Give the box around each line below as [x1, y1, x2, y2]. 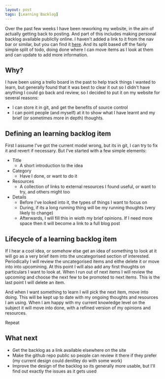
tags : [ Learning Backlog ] [5, 12, 58, 17]
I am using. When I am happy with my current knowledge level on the [5, 299, 145, 305]
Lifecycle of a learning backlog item [5, 235, 117, 243]
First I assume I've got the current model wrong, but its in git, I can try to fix [5, 142, 158, 148]
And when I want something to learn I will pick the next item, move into [5, 289, 149, 295]
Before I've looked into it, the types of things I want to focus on [19, 199, 148, 205]
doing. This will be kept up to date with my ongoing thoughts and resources [5, 294, 159, 300]
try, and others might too [19, 189, 70, 195]
